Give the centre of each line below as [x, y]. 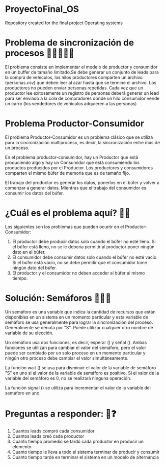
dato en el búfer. [29, 252]
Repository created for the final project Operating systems [64, 23]
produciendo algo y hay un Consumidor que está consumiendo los [72, 162]
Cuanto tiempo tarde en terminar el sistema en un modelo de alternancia [85, 457]
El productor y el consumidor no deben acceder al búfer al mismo [79, 273]
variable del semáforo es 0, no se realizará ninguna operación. [68, 378]
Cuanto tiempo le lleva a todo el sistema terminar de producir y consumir [86, 452]
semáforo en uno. [23, 393]
